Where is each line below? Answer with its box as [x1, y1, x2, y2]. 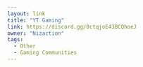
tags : [7, 36, 23, 43]
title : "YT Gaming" [7, 17, 65, 24]
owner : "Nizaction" [7, 29, 65, 37]
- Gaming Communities [13, 50, 77, 57]
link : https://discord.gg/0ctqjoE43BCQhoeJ [7, 23, 137, 30]
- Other [13, 43, 37, 50]
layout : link [7, 10, 46, 17]
